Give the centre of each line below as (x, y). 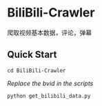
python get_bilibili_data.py (49, 96)
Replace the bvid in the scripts (50, 83)
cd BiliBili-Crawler (37, 70)
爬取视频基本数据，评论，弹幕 (49, 32)
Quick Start (32, 55)
